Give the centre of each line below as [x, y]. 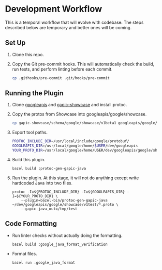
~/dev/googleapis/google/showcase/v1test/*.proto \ [65, 204]
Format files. [24, 253]
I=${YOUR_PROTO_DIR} [33, 196]
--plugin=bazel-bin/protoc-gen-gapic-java [64, 200]
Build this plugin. [29, 159]
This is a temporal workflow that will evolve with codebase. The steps [74, 22]
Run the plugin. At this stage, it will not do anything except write [75, 178]
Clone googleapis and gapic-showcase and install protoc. [69, 105]
